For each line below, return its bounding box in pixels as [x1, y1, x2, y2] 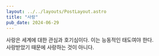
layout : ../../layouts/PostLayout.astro [6, 8, 107, 15]
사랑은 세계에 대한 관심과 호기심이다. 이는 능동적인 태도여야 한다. [6, 37, 154, 44]
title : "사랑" [6, 14, 38, 20]
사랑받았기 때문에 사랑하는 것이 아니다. [6, 44, 94, 51]
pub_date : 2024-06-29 [6, 19, 59, 25]
